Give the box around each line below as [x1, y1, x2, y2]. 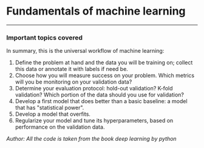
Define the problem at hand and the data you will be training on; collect [15, 59, 193, 66]
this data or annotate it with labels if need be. [15, 66, 129, 73]
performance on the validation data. [15, 123, 105, 131]
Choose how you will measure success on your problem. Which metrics [15, 72, 195, 79]
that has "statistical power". [15, 104, 84, 112]
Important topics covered [6, 33, 83, 42]
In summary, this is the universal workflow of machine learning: [6, 47, 165, 55]
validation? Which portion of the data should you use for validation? [15, 91, 184, 98]
